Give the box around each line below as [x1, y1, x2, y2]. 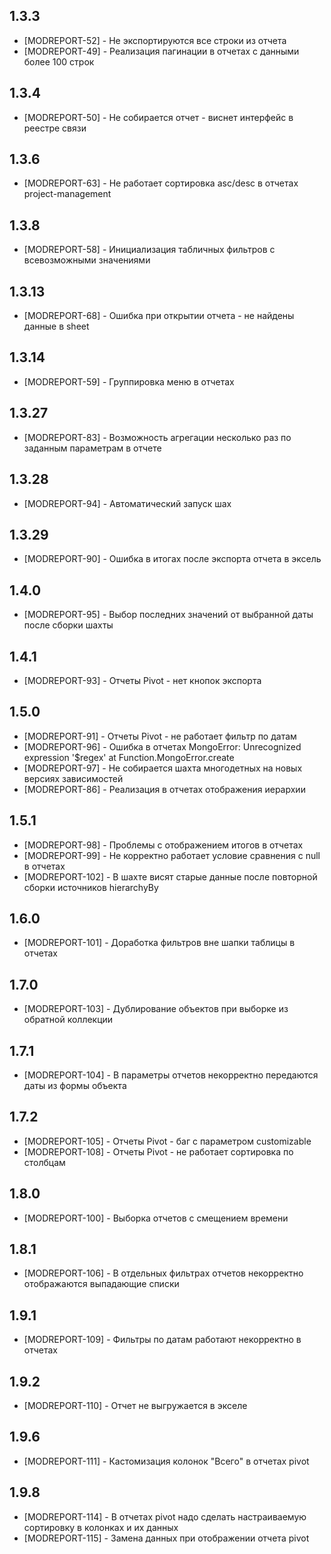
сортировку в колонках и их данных [23, 1521, 179, 1533]
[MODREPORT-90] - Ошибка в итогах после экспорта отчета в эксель [23, 553, 322, 565]
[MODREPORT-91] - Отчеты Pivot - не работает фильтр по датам [23, 730, 297, 742]
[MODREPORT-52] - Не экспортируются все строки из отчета [23, 34, 287, 46]
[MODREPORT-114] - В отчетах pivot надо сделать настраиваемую [23, 1510, 307, 1523]
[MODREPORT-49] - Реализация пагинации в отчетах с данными [23, 45, 300, 57]
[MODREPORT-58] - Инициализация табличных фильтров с [23, 244, 276, 256]
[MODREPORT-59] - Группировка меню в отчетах [23, 375, 235, 388]
